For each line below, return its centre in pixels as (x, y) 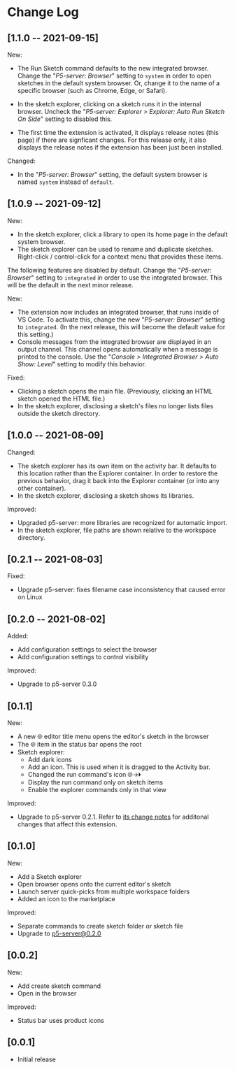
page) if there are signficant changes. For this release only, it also (112, 140)
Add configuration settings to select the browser (87, 650)
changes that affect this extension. (67, 824)
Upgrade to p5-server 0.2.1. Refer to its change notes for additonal (113, 817)
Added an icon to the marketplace (66, 898)
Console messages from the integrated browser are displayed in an (114, 342)
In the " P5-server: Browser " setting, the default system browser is (112, 174)
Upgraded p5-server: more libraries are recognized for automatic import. (122, 522)
